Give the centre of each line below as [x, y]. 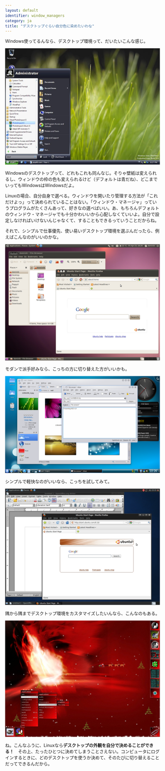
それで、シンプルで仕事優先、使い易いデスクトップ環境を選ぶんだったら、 [80, 231]
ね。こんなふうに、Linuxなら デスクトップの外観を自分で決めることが [75, 745]
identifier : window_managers [35, 15]
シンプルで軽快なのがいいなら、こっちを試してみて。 [58, 482]
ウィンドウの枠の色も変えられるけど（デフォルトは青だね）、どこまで [88, 179]
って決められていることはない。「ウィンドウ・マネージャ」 [85, 202]
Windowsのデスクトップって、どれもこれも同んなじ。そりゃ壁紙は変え [77, 173]
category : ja [18, 21]
